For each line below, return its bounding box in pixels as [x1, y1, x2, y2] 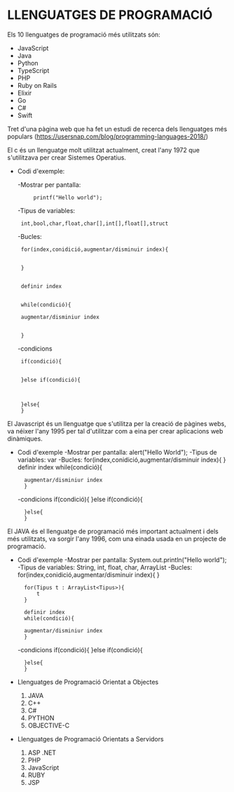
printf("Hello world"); [33, 194, 103, 201]
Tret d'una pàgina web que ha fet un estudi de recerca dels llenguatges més [7, 124, 228, 133]
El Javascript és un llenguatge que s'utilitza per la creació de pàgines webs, [7, 419, 226, 428]
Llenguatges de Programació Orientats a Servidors [17, 734, 164, 743]
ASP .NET [27, 748, 57, 757]
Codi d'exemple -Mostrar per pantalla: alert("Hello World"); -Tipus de [17, 448, 217, 456]
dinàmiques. [7, 434, 43, 443]
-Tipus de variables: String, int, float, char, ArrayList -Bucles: [17, 563, 193, 571]
